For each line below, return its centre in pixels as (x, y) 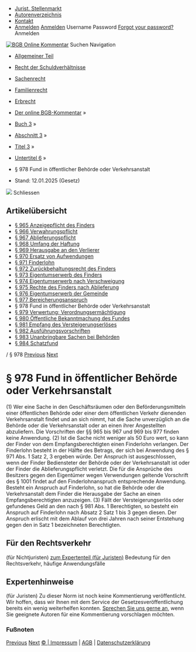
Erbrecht (25, 101)
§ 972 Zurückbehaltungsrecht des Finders (65, 268)
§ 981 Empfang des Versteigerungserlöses (66, 325)
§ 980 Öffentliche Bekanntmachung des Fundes (72, 318)
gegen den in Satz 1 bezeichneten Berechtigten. (64, 525)
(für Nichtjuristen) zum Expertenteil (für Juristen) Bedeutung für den (88, 557)
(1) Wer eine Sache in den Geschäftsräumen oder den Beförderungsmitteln (96, 406)
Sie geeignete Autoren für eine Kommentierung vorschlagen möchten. (90, 615)
